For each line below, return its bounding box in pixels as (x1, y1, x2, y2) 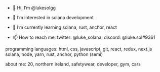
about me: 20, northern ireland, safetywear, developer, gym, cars (5, 61, 141, 67)
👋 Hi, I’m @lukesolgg (12, 5, 56, 11)
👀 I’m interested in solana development (12, 15, 94, 20)
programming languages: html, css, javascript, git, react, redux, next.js (5, 46, 152, 52)
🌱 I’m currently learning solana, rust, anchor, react (12, 24, 117, 30)
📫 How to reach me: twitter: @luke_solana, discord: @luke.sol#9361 (12, 34, 155, 40)
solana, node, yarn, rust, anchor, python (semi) (5, 51, 103, 57)
